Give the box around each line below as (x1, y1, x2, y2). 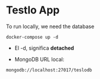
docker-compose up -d (6, 34, 59, 40)
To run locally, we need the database (6, 23, 95, 30)
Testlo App (6, 4, 60, 17)
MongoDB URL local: (14, 56, 65, 63)
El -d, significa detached (14, 44, 74, 51)
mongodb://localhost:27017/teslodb (6, 67, 92, 73)
